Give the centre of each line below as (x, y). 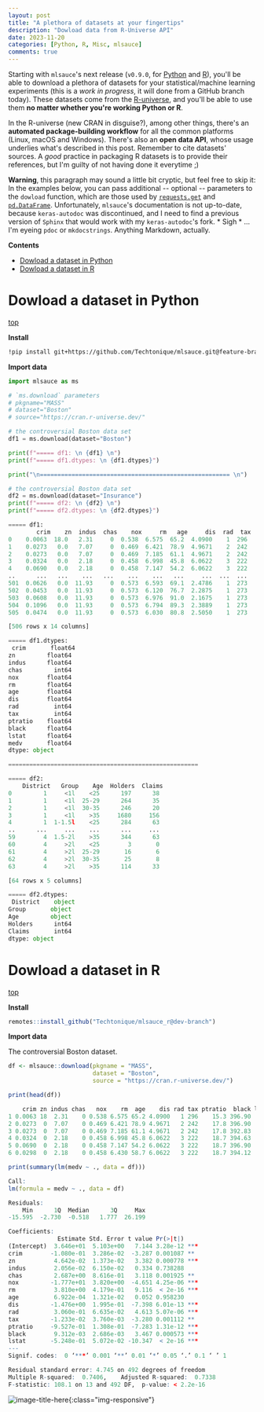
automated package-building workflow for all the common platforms (121, 131)
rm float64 (40, 684)
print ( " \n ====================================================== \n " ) (128, 475)
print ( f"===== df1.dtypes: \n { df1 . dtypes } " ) (84, 460)
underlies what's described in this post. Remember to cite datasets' (117, 148)
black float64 (40, 728)
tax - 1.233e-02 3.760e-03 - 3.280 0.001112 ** (101, 1319)
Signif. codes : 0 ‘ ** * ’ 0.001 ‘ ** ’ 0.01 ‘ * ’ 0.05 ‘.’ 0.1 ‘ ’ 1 (117, 1356)
